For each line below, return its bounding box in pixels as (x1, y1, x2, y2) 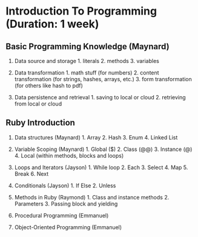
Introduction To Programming (5, 4, 157, 18)
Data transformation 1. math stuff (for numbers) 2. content (14, 69, 159, 76)
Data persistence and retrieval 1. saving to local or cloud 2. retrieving (14, 94, 186, 101)
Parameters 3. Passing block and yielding (14, 200, 118, 207)
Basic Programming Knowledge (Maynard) (5, 41, 170, 52)
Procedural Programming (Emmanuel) (14, 212, 109, 219)
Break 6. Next (14, 170, 49, 177)
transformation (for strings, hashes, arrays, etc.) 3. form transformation (14, 76, 192, 82)
